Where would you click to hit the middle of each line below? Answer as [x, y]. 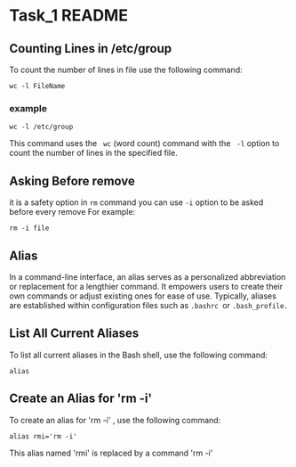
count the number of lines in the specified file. [93, 153]
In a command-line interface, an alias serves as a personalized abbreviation [148, 276]
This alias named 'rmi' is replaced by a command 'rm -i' [111, 453]
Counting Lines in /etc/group [91, 49]
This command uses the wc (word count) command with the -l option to [144, 143]
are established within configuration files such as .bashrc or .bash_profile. [149, 305]
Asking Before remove [72, 180]
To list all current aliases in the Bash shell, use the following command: [139, 355]
